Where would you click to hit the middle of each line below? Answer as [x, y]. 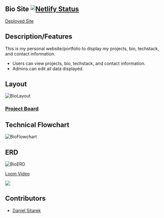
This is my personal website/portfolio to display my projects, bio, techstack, [82, 48]
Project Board [22, 109]
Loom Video [18, 174]
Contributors [26, 198]
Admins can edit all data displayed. [48, 68]
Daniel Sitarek [27, 210]
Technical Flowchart [37, 125]
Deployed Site [19, 21]
